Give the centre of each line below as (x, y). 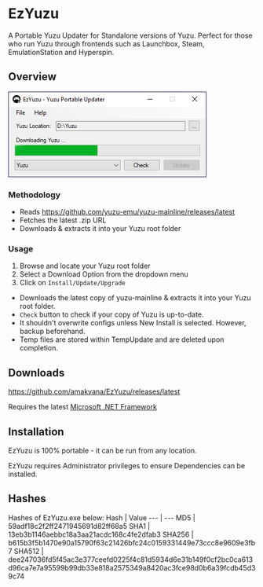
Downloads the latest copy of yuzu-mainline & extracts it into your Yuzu (135, 298)
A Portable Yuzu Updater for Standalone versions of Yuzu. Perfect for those (130, 35)
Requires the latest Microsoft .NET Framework (82, 407)
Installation (36, 432)
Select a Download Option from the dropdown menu (104, 274)
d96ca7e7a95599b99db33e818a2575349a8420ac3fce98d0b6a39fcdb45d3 (132, 567)
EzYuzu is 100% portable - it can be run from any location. (103, 450)
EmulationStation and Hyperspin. (61, 52)
